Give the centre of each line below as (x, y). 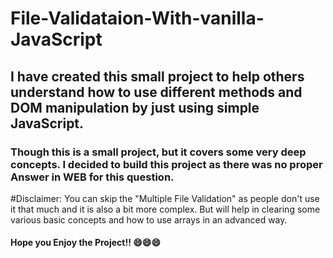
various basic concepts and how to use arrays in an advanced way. (149, 219)
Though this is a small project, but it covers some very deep (158, 152)
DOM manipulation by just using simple (135, 107)
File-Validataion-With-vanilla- (137, 18)
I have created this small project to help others (157, 76)
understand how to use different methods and (156, 92)
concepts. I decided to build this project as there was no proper (166, 164)
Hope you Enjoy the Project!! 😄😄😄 (86, 243)
